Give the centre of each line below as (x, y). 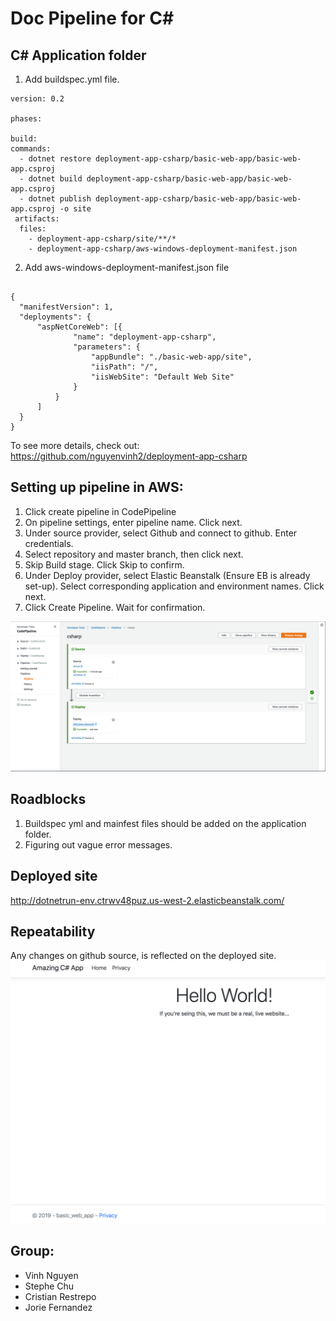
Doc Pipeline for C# (92, 18)
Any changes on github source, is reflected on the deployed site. (143, 956)
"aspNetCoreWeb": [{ (79, 327)
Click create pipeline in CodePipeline (100, 511)
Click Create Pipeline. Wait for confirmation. (115, 607)
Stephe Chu (49, 1286)
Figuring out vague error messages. (98, 844)
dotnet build (55, 179)
